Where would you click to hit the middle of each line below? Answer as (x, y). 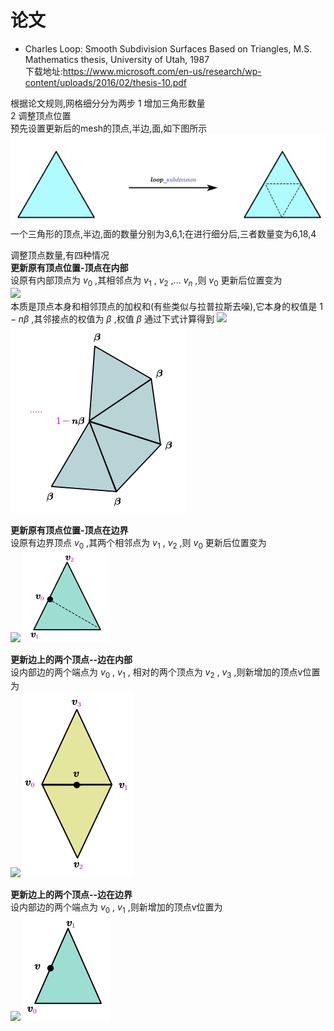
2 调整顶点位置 (41, 115)
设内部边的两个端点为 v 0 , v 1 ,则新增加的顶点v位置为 (116, 908)
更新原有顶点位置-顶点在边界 (69, 530)
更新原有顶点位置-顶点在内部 (69, 267)
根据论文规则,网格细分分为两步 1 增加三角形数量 (108, 103)
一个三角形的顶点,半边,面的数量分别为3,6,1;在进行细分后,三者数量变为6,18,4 (163, 233)
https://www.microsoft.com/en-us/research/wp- (162, 71)
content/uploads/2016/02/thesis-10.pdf (105, 82)
